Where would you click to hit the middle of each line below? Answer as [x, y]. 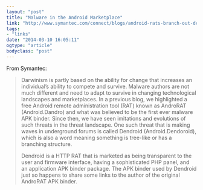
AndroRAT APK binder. [49, 181]
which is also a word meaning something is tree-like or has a [96, 138]
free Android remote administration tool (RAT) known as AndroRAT [104, 106]
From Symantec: [27, 68]
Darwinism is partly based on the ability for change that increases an [106, 80]
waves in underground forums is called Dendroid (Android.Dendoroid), [108, 131]
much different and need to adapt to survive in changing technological [108, 93]
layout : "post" [25, 12]
